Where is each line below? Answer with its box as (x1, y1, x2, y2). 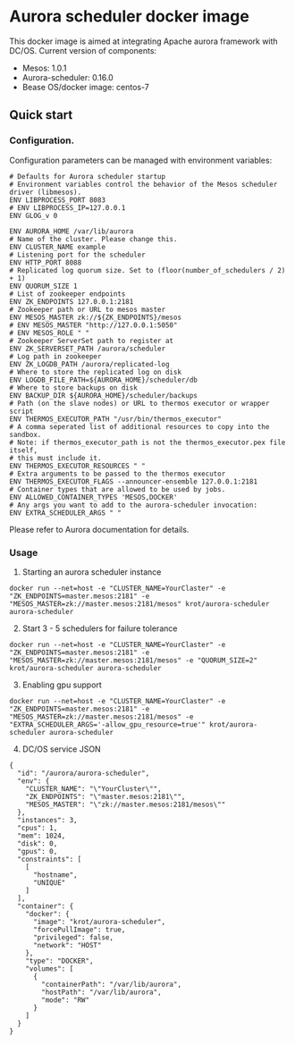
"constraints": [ (17, 855, 82, 863)
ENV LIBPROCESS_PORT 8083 (9, 195, 105, 205)
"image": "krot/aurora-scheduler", (32, 917, 166, 926)
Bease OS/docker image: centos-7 (21, 81, 149, 92)
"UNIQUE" (32, 878, 66, 887)
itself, (9, 445, 38, 455)
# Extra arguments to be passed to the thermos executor (9, 469, 226, 478)
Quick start (9, 107, 73, 122)
